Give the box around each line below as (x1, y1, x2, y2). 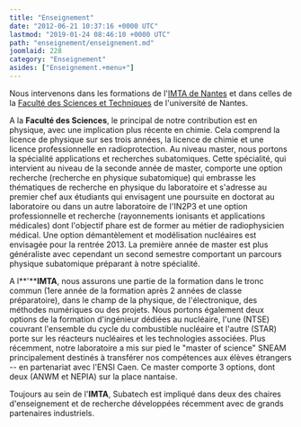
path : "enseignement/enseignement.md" (9, 38, 155, 48)
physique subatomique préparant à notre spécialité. (9, 258, 200, 269)
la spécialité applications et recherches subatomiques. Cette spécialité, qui (9, 153, 287, 164)
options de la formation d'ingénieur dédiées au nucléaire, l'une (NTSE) (9, 314, 270, 325)
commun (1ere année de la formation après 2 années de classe (9, 285, 243, 296)
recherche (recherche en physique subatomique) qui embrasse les (9, 172, 256, 182)
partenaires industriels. (9, 407, 94, 418)
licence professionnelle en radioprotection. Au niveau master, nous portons (9, 143, 288, 154)
